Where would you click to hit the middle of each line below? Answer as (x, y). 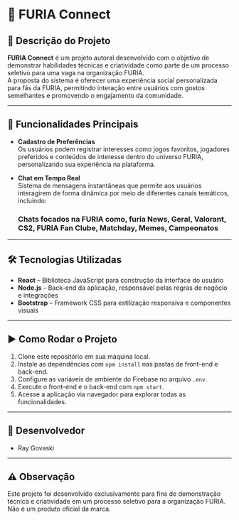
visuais (28, 310)
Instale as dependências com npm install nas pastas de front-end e (118, 364)
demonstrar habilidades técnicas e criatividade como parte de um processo (118, 65)
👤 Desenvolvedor (46, 431)
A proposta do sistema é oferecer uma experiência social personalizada (113, 80)
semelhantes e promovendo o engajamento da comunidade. (95, 96)
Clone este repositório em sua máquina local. (84, 356)
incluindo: (32, 200)
